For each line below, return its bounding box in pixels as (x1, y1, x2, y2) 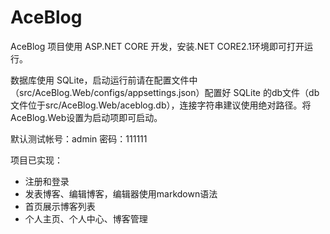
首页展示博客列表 (24, 200, 96, 212)
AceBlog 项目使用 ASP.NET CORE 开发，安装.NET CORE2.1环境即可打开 (10, 40, 305, 52)
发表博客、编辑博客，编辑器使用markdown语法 (24, 187, 218, 200)
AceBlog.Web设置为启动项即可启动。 (10, 111, 163, 123)
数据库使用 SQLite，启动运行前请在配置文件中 (10, 74, 198, 86)
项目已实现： (10, 154, 63, 166)
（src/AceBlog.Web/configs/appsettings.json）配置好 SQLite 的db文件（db (10, 86, 320, 98)
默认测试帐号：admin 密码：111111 (10, 132, 148, 145)
